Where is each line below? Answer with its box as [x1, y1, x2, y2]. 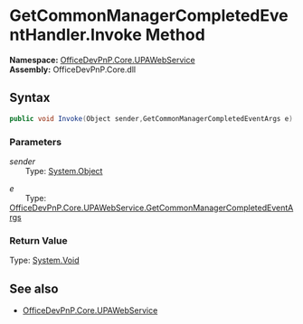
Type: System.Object [25, 165, 103, 176]
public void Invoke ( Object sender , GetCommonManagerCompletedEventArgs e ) [9, 114, 294, 123]
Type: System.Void [9, 255, 80, 266]
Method [145, 24, 205, 45]
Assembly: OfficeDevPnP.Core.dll [9, 64, 137, 75]
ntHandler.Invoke [9, 24, 142, 45]
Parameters [9, 135, 62, 148]
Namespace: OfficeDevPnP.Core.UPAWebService [9, 54, 196, 65]
